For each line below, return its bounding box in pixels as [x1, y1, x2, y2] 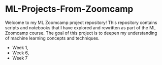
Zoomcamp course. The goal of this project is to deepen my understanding [5, 30, 158, 36]
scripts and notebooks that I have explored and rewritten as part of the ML [5, 24, 156, 30]
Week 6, [12, 50, 30, 56]
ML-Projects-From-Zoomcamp [5, 3, 133, 15]
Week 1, [12, 44, 29, 50]
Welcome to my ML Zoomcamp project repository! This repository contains [5, 20, 158, 25]
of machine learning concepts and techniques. [5, 35, 99, 41]
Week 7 [12, 55, 28, 61]
